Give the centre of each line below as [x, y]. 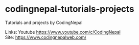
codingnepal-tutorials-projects [70, 9]
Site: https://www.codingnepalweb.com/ [46, 37]
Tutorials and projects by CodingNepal [44, 22]
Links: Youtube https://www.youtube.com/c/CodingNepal [63, 32]
